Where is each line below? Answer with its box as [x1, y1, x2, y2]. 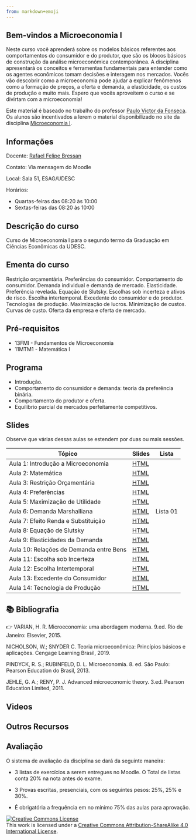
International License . [6, 828, 59, 835]
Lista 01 [155, 508, 178, 516]
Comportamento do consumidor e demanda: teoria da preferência [14, 384, 174, 391]
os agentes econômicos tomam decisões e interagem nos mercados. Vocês [6, 71, 189, 78]
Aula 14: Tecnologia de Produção [9, 584, 101, 592]
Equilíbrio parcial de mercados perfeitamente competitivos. [14, 403, 157, 410]
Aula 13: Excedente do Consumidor [9, 574, 107, 582]
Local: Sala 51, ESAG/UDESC [6, 175, 75, 182]
